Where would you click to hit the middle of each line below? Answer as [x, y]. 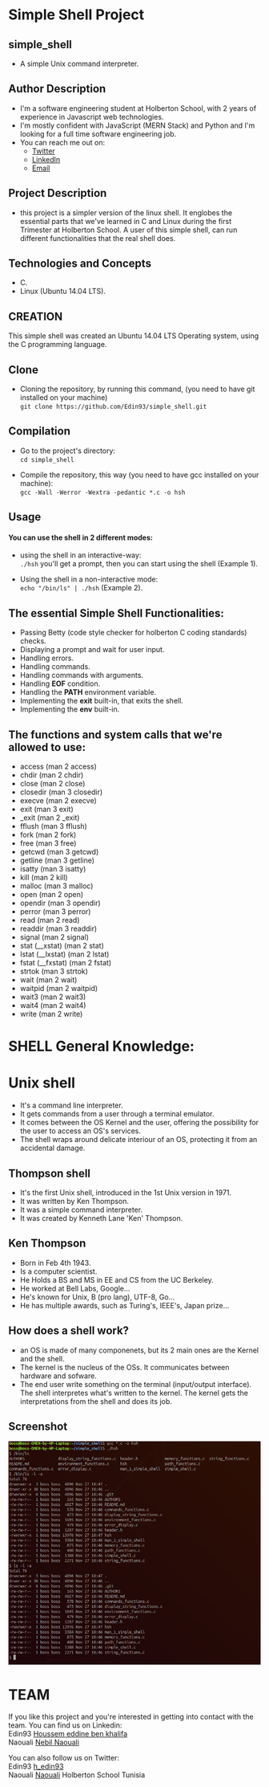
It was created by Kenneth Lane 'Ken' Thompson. [101, 1218]
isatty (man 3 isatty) [53, 869]
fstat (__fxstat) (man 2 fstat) [66, 963]
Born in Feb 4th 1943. [55, 1263]
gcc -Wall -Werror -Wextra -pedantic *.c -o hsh [102, 492]
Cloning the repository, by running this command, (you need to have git [137, 389]
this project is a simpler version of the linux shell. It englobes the [126, 212]
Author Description [57, 89]
